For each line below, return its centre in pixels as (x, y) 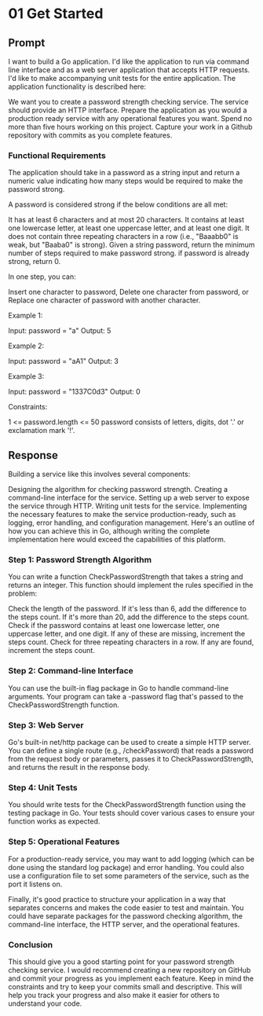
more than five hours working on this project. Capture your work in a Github (130, 127)
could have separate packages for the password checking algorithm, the (126, 915)
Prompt (27, 43)
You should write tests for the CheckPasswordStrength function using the (127, 805)
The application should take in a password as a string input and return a (124, 173)
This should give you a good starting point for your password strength (121, 961)
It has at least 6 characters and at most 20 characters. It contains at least (126, 220)
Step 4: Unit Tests (43, 787)
